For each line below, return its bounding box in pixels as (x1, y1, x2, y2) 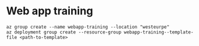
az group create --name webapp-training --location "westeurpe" (6, 24, 170, 30)
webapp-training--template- (123, 29, 194, 35)
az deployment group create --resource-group (6, 29, 121, 35)
